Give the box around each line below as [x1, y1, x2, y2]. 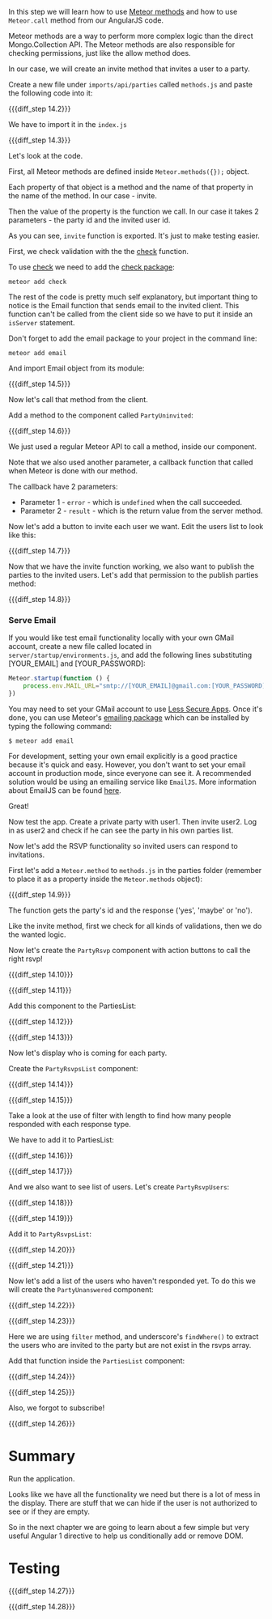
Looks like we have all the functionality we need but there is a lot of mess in [8, 1489, 261, 1499]
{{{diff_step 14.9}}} [8, 889, 71, 899]
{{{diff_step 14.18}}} [8, 1197, 74, 1207]
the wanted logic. [8, 930, 66, 939]
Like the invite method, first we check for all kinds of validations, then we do [8, 921, 262, 930]
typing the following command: [8, 721, 112, 731]
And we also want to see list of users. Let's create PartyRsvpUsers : [8, 1181, 230, 1192]
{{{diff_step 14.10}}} [8, 969, 74, 979]
